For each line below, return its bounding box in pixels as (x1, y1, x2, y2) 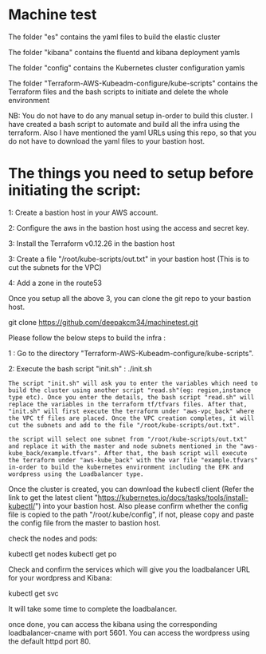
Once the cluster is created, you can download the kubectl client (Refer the (8, 484, 255, 493)
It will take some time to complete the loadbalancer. (8, 604, 178, 613)
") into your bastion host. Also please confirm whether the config (34, 501, 248, 510)
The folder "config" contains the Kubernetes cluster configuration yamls (8, 62, 245, 73)
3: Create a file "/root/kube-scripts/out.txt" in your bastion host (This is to (8, 254, 249, 264)
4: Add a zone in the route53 (8, 278, 102, 287)
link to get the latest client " (8, 493, 98, 502)
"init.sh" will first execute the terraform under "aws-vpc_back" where (8, 407, 255, 415)
